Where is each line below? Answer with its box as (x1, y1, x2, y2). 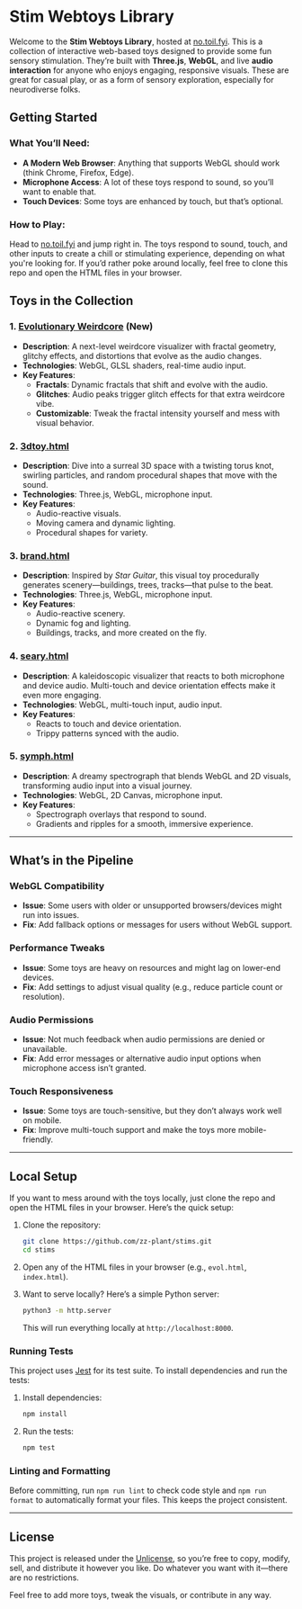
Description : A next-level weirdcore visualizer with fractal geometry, (22, 340, 277, 352)
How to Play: (9, 218, 66, 230)
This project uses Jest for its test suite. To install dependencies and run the (9, 1365, 288, 1376)
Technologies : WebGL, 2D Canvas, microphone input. (22, 789, 223, 800)
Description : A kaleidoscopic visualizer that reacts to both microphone (22, 670, 285, 681)
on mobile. (22, 1115, 62, 1126)
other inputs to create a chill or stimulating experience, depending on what (9, 247, 285, 258)
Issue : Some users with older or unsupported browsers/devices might (22, 900, 282, 911)
